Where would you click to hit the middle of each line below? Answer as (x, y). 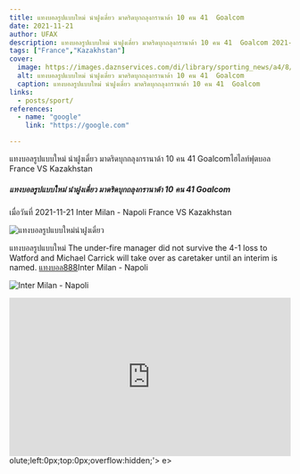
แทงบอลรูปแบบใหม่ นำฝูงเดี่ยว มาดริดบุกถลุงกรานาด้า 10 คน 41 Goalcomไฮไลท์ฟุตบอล (140, 158)
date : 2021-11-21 (42, 26)
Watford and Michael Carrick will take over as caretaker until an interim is (144, 258)
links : (21, 92)
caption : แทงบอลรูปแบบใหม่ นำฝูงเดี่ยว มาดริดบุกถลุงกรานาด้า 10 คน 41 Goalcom (139, 84)
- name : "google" (50, 117)
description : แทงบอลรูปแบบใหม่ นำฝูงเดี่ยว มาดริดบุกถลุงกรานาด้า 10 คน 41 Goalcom (139, 42)
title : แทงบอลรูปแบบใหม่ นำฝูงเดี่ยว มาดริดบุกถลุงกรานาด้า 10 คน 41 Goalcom (127, 17)
